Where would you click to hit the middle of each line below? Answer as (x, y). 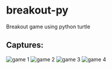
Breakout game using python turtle (48, 27)
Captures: (25, 45)
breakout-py (37, 10)
